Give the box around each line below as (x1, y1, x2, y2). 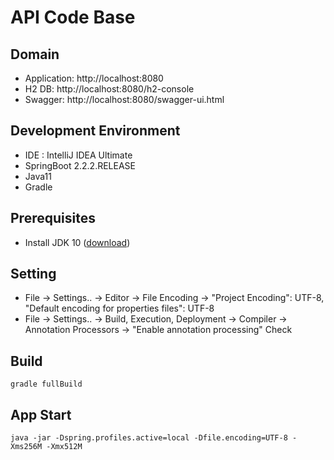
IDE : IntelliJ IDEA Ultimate (24, 149, 133, 161)
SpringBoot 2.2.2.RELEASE (24, 159, 136, 171)
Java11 (24, 170, 52, 182)
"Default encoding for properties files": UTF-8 (24, 302, 215, 315)
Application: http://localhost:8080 (24, 72, 164, 84)
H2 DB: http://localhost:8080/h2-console (24, 83, 195, 95)
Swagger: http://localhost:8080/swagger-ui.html (24, 94, 225, 105)
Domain (10, 46, 60, 63)
